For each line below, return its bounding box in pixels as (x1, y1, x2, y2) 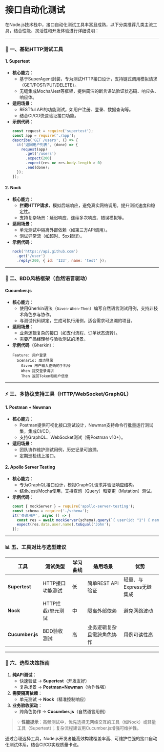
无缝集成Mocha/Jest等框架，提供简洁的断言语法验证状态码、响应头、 (19, 88, 159, 94)
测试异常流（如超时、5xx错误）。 (19, 233, 85, 239)
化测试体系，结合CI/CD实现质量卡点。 (5, 741, 82, 748)
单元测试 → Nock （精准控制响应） (19, 696, 89, 702)
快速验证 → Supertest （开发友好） (19, 677, 90, 684)
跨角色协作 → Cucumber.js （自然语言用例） (19, 708, 108, 714)
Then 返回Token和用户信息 (21, 374, 69, 378)
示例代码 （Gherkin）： (12, 342, 56, 348)
